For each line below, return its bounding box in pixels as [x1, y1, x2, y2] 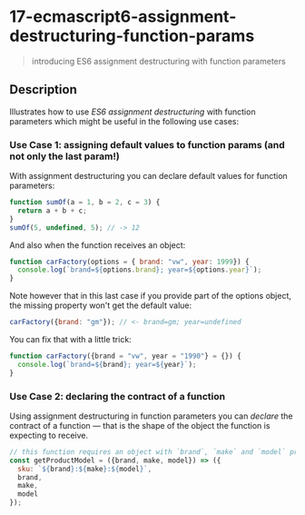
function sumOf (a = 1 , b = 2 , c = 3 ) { [9, 198, 161, 207]
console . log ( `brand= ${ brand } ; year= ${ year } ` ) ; [17, 360, 197, 369]
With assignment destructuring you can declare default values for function [9, 171, 288, 182]
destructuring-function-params [9, 25, 255, 46]
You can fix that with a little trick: [9, 334, 132, 345]
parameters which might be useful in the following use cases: [9, 115, 240, 126]
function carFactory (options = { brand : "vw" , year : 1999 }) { [9, 257, 250, 266]
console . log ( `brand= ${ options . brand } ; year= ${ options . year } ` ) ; [17, 265, 262, 274]
